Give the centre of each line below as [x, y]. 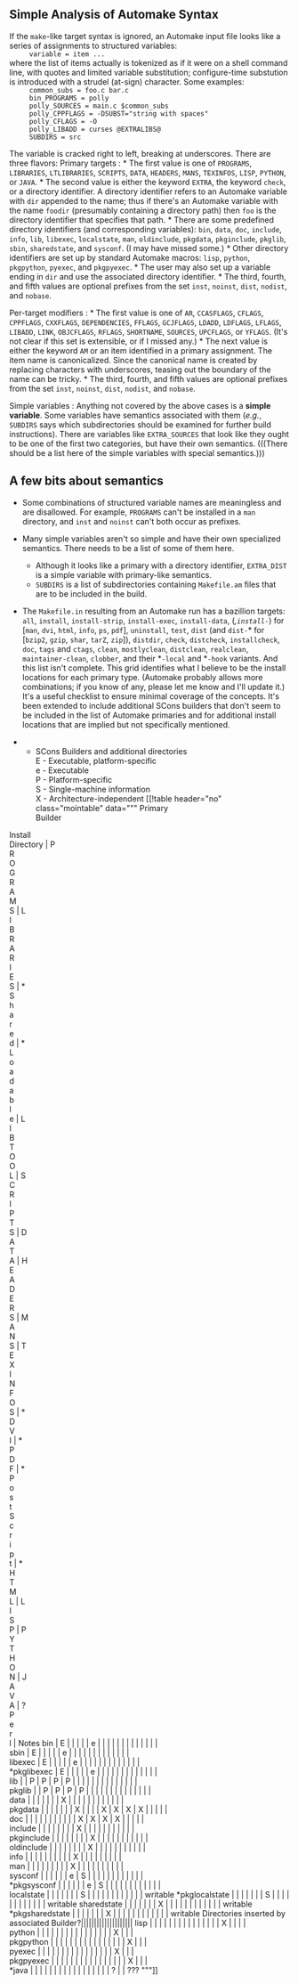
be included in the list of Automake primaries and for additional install [149, 715]
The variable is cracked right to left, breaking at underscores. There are [140, 153]
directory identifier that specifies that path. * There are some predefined [141, 220]
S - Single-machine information [93, 789]
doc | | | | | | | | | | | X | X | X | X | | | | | [77, 1818]
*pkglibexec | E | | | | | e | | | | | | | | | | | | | [83, 1771]
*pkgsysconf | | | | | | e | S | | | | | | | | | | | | [85, 1885]
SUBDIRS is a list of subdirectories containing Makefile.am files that [156, 584]
